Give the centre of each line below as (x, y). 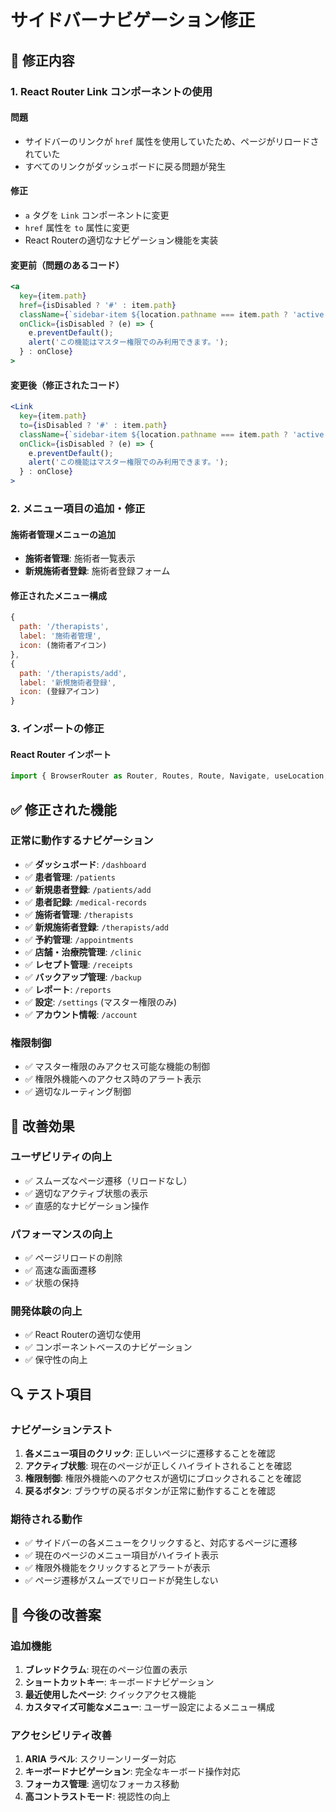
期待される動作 (46, 1519)
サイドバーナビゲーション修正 (133, 20)
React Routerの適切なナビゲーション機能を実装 (121, 240)
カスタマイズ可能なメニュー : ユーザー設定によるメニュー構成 (149, 1707)
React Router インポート (61, 754)
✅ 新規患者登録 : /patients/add (88, 889)
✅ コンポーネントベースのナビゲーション (108, 1347)
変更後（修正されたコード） (67, 385)
